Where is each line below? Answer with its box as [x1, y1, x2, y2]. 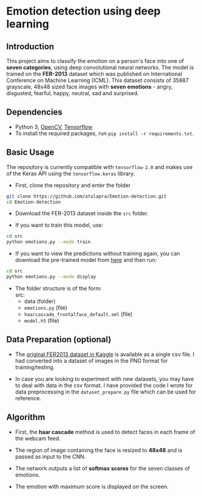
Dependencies [6, 107, 62, 118]
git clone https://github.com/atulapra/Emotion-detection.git [6, 193, 167, 199]
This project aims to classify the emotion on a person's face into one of [6, 58, 184, 64]
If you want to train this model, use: [15, 221, 104, 229]
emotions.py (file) [24, 304, 68, 311]
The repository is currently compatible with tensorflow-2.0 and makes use [6, 163, 193, 170]
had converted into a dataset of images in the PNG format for [15, 357, 168, 364]
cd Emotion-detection [6, 199, 61, 205]
